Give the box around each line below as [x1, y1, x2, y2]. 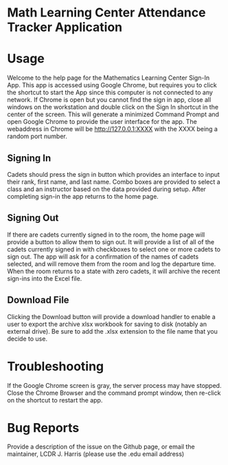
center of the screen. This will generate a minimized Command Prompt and [7, 110, 220, 118]
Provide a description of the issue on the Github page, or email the [7, 442, 195, 451]
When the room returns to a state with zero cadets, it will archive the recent [7, 267, 220, 275]
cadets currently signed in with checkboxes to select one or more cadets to [7, 245, 221, 253]
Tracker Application [7, 19, 123, 35]
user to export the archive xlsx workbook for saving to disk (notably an [7, 320, 207, 328]
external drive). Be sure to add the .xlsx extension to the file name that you [7, 327, 218, 335]
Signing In [7, 152, 52, 164]
